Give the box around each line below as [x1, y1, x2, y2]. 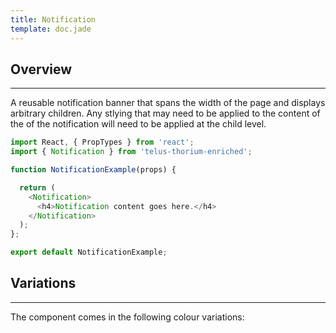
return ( [19, 182, 56, 193]
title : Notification [10, 14, 97, 25]
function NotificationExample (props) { [10, 165, 177, 175]
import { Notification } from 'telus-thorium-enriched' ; [10, 147, 253, 157]
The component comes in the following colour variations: [10, 311, 245, 323]
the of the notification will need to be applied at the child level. [10, 118, 267, 130]
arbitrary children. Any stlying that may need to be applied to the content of [10, 107, 321, 120]
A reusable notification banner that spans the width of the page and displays [10, 97, 326, 109]
